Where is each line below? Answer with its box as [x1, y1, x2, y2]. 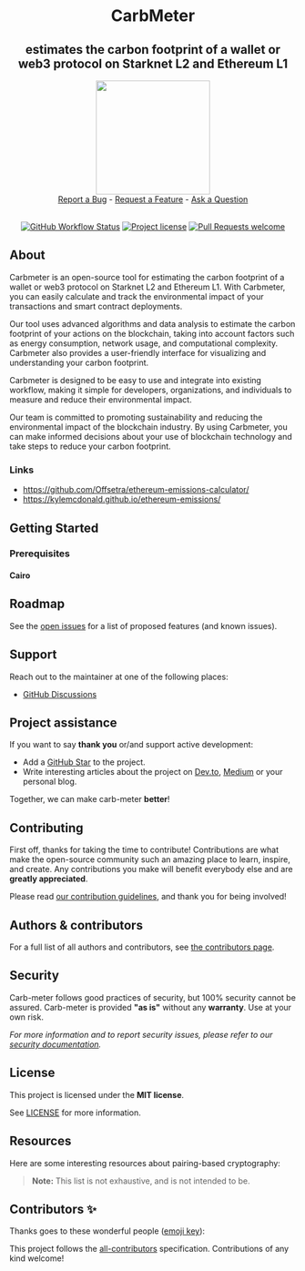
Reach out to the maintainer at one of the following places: [9, 671, 229, 682]
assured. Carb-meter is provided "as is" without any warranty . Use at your [9, 1002, 292, 1012]
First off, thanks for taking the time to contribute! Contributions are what [9, 844, 280, 856]
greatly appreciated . [9, 873, 88, 884]
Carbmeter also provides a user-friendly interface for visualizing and [9, 347, 267, 358]
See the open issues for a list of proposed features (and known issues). [9, 620, 278, 631]
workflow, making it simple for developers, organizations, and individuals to [9, 384, 292, 395]
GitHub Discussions [22, 688, 97, 699]
